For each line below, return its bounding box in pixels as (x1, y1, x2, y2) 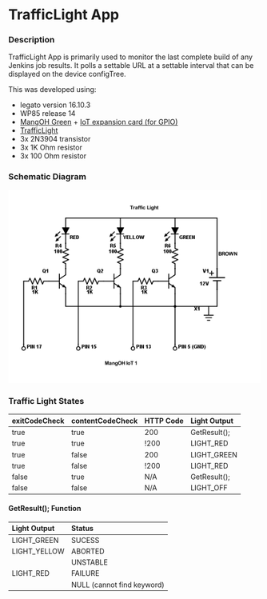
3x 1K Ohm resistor (19, 142, 82, 153)
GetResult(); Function (8, 504, 82, 513)
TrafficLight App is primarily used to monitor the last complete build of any (8, 52, 253, 62)
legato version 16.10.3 (19, 100, 91, 110)
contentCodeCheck (70, 416, 138, 425)
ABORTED (71, 546, 106, 556)
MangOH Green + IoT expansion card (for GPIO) (19, 118, 178, 127)
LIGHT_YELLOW (11, 546, 66, 556)
